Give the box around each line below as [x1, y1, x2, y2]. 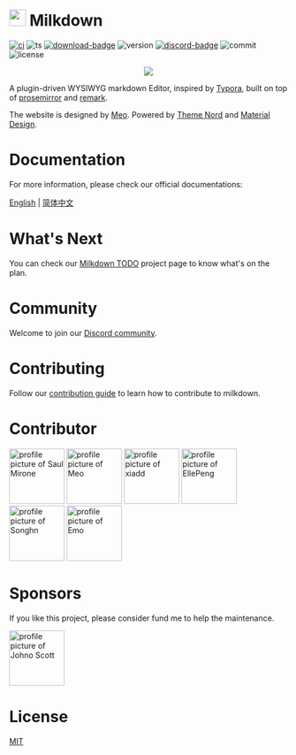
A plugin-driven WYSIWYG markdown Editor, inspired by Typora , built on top [9, 82, 288, 93]
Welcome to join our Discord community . [9, 327, 157, 338]
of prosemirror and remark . [9, 92, 109, 103]
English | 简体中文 [9, 197, 74, 208]
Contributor [9, 418, 97, 439]
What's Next [9, 229, 103, 249]
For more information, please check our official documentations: [9, 179, 243, 189]
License [9, 706, 69, 727]
